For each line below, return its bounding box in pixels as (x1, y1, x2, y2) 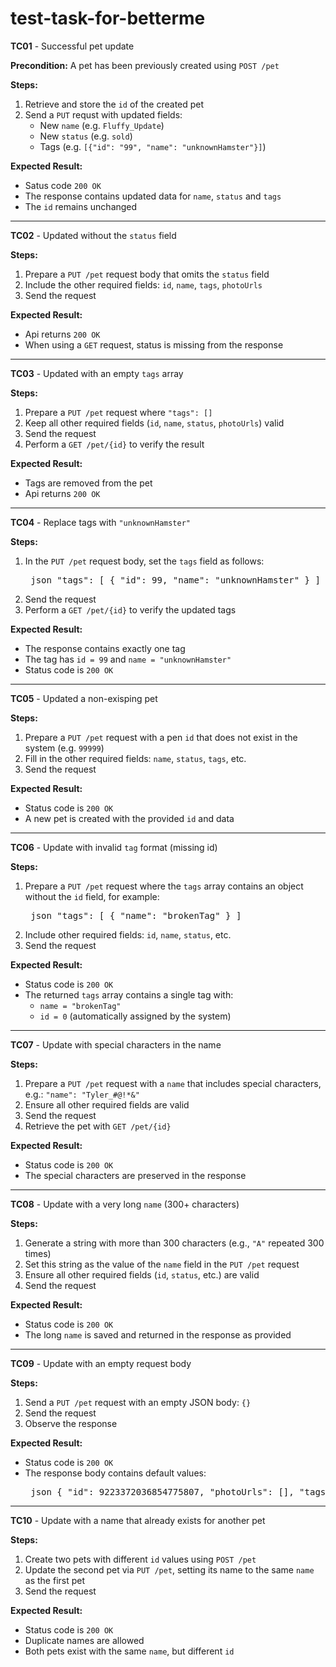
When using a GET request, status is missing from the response (24, 338, 284, 351)
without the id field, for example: (24, 890, 160, 902)
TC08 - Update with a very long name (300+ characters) (10, 1198, 240, 1210)
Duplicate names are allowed (24, 1634, 145, 1646)
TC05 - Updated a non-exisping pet (10, 692, 158, 704)
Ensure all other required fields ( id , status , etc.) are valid (24, 1268, 260, 1281)
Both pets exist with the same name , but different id (24, 1645, 235, 1657)
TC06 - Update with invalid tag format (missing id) (10, 841, 218, 853)
